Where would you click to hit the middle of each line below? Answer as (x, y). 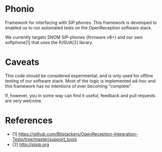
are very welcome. (24, 101)
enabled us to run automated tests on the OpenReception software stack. (79, 27)
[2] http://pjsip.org (31, 144)
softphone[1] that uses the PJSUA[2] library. (49, 42)
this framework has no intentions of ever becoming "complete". (69, 86)
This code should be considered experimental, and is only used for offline (79, 76)
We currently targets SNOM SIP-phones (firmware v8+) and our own (74, 37)
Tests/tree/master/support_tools (44, 139)
